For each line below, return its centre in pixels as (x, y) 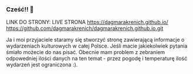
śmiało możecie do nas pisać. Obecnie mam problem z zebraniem (86, 52)
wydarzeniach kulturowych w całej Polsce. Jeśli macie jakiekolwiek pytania (97, 46)
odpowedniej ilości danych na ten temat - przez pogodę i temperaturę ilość (97, 59)
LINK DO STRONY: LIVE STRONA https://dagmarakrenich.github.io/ (87, 22)
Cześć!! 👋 (20, 9)
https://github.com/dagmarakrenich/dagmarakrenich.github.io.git (85, 28)
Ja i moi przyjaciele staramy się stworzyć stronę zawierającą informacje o (95, 40)
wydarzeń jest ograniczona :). (42, 65)
